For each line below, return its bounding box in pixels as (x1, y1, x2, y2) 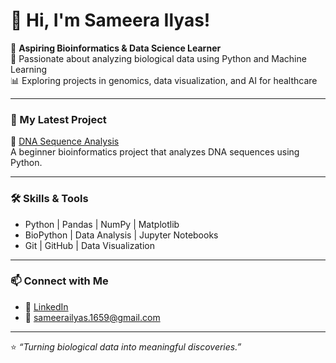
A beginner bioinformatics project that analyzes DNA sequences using (10, 146, 300, 158)
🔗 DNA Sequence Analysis (10, 135, 120, 148)
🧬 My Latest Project (10, 112, 107, 126)
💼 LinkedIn (24, 300, 69, 313)
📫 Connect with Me (10, 274, 109, 288)
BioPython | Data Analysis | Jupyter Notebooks (24, 229, 219, 241)
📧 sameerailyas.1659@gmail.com (24, 311, 161, 323)
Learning (10, 63, 48, 75)
